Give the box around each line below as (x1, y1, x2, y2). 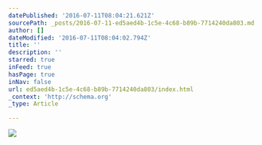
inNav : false (8, 78, 52, 86)
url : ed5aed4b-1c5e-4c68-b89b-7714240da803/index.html (8, 85, 194, 93)
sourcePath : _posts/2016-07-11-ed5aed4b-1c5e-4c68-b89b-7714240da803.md (8, 19, 255, 27)
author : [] (8, 26, 45, 34)
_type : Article (8, 100, 59, 108)
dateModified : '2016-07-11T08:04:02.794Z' (8, 33, 151, 42)
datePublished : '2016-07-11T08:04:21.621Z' (8, 11, 155, 20)
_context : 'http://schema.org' (8, 93, 112, 101)
